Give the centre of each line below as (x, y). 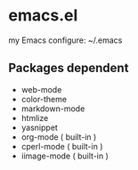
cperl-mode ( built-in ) (62, 146)
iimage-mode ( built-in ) (65, 156)
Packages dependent (69, 68)
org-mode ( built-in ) (59, 137)
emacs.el (43, 16)
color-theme (44, 99)
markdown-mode (53, 109)
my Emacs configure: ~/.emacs (65, 40)
